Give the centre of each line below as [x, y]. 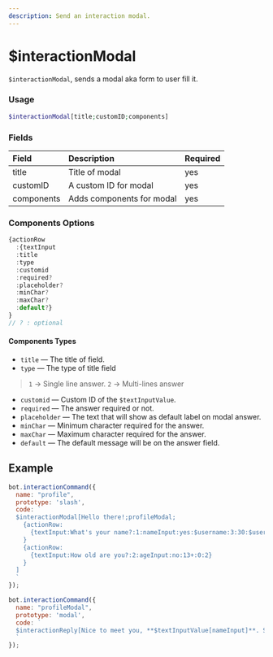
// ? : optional [36, 323]
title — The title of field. [63, 359]
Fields [21, 137]
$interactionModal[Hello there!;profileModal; [96, 517]
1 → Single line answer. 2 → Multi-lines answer [106, 384]
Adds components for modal [122, 198]
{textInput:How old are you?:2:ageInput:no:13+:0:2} [121, 555]
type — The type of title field [68, 368]
